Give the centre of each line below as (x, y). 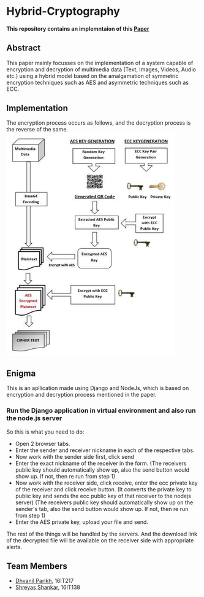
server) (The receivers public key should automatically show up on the (104, 502)
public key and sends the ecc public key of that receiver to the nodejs (103, 496)
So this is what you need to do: (45, 432)
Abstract (24, 48)
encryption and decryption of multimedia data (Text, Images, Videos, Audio (101, 69)
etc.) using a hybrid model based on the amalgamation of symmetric (93, 76)
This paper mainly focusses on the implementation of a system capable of (100, 63)
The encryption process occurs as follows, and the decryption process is (99, 123)
